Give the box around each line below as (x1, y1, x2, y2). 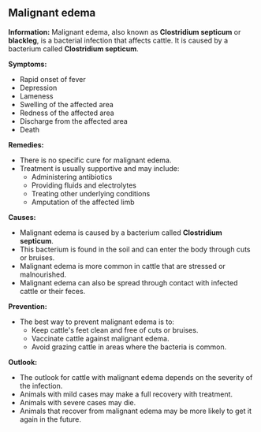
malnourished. (19, 270, 67, 279)
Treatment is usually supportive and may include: (19, 163, 180, 173)
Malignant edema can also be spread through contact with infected (19, 277, 238, 287)
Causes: (8, 212, 36, 222)
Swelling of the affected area (19, 99, 114, 109)
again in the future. (19, 414, 81, 424)
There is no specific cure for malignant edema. (19, 155, 172, 165)
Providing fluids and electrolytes (31, 181, 136, 190)
